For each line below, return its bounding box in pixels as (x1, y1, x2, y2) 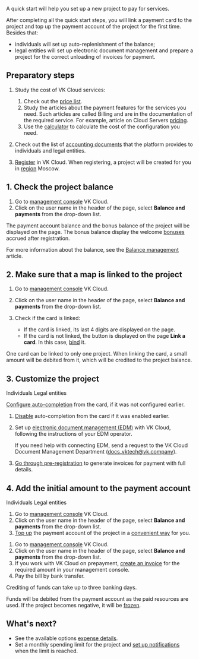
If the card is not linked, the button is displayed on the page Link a (23, 332, 186, 340)
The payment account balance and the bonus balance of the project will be (6, 222, 190, 229)
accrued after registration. (6, 235, 70, 242)
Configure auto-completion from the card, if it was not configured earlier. (6, 401, 185, 408)
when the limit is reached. (14, 647, 78, 654)
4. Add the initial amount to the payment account (6, 483, 191, 493)
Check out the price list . (23, 97, 83, 104)
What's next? (6, 619, 57, 629)
